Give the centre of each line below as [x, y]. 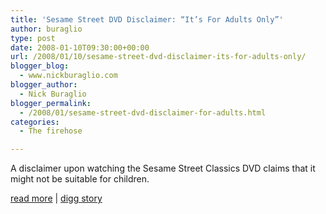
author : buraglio [46, 29]
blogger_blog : [40, 66]
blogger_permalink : [51, 103]
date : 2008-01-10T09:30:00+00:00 [80, 47]
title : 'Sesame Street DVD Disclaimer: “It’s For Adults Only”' [147, 19]
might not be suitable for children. [80, 179]
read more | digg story [56, 198]
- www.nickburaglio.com [68, 76]
